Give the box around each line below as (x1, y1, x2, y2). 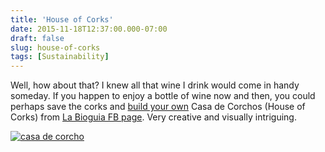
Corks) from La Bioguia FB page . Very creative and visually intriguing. (10, 111, 297, 123)
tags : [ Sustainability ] (10, 52, 110, 62)
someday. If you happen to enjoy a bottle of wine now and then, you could (10, 90, 316, 102)
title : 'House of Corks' (10, 14, 114, 25)
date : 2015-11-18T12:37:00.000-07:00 (10, 24, 168, 34)
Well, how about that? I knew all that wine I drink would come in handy (10, 79, 300, 91)
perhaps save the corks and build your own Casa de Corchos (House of (10, 101, 306, 113)
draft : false (10, 33, 65, 43)
